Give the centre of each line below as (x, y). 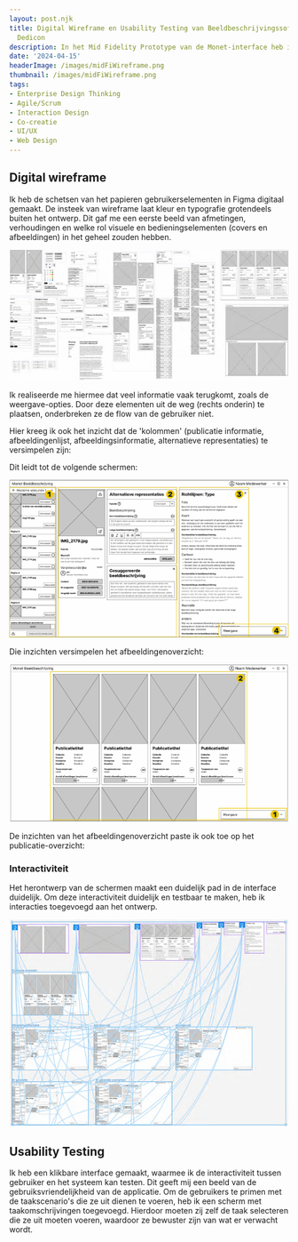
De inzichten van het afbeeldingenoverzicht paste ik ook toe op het (132, 836)
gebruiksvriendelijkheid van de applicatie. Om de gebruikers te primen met (145, 1192)
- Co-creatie (33, 122)
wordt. (21, 1230)
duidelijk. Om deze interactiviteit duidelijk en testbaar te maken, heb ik (137, 897)
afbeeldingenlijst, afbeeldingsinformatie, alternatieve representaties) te (139, 440)
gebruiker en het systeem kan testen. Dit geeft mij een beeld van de (133, 1182)
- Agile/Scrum (35, 103)
